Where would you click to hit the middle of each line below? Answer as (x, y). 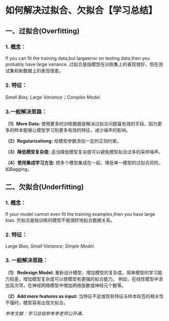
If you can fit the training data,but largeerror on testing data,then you (78, 58)
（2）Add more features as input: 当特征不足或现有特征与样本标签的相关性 (84, 296)
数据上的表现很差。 (43, 71)
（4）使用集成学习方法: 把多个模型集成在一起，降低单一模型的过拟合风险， (84, 163)
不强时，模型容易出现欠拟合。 (37, 303)
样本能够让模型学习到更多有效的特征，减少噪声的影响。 (72, 130)
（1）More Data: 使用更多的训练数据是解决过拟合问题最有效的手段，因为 (81, 124)
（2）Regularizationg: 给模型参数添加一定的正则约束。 (63, 141)
